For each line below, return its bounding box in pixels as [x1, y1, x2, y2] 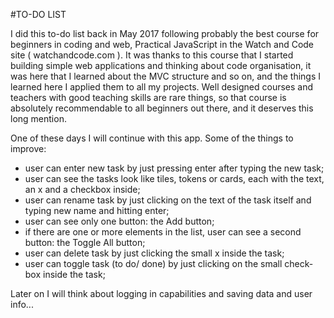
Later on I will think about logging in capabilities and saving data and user [10, 288, 313, 299]
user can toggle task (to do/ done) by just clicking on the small [24, 258, 283, 269]
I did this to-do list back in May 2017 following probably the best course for [10, 28, 320, 39]
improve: [10, 143, 47, 154]
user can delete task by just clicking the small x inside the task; [24, 247, 285, 259]
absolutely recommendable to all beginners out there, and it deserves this [10, 102, 314, 114]
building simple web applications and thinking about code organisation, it [10, 60, 312, 71]
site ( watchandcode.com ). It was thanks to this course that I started [10, 49, 294, 61]
